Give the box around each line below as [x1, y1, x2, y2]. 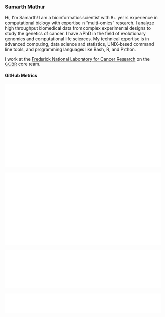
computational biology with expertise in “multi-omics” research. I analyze [5, 20, 154, 26]
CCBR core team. [5, 61, 41, 67]
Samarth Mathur [5, 3, 45, 10]
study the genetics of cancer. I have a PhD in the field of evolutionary [5, 31, 146, 37]
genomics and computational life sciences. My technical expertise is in [5, 36, 149, 42]
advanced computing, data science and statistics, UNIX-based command [5, 41, 154, 47]
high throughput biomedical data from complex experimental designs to [5, 25, 151, 31]
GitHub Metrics [5, 72, 37, 78]
